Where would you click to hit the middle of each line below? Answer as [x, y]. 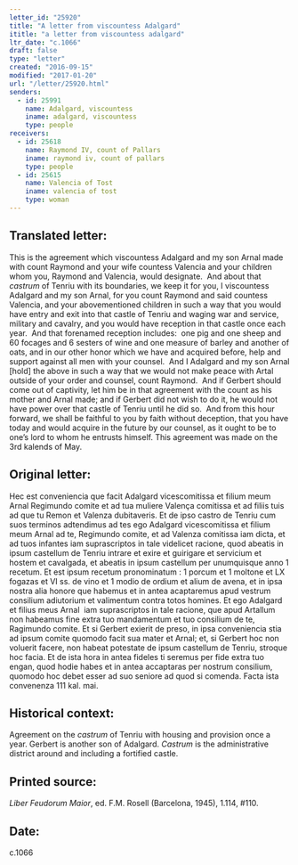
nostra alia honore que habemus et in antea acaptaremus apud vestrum [140, 591]
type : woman [47, 200]
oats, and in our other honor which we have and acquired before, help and [145, 352]
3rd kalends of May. [46, 446]
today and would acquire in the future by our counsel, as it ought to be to [143, 428]
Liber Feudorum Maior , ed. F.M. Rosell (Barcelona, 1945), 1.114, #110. [134, 804]
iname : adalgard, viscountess [81, 117]
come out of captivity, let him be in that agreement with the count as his [141, 389]
